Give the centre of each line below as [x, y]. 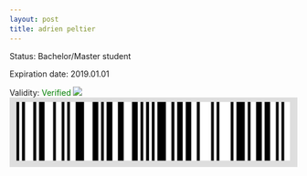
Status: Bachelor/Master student [70, 56]
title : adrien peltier [53, 29]
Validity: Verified [40, 92]
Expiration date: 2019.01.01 [59, 74]
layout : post [34, 19]
